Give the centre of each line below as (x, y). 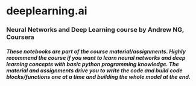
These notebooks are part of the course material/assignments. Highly (96, 51)
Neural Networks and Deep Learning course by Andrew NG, (95, 30)
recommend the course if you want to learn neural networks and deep (96, 57)
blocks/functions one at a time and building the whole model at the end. (99, 76)
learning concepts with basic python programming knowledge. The (93, 64)
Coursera (20, 37)
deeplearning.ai (47, 11)
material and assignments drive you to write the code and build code (94, 70)
